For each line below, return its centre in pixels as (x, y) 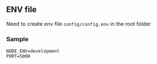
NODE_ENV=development (33, 51)
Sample (17, 39)
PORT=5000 (18, 56)
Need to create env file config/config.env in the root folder (79, 23)
